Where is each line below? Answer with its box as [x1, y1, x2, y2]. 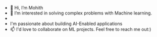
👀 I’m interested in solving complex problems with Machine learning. [10, 10, 152, 16]
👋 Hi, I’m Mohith [10, 5, 43, 10]
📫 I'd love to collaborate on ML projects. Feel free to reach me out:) [10, 26, 151, 32]
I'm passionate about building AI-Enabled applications [10, 20, 123, 26]
